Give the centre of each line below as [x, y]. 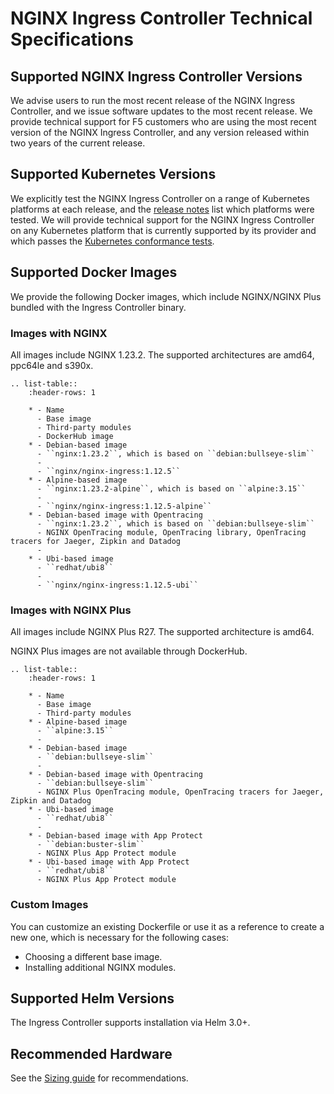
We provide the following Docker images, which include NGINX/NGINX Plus [166, 296]
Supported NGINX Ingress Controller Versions [156, 76]
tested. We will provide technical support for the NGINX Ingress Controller [162, 219]
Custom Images [49, 905]
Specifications [72, 39]
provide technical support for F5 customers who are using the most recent [163, 121]
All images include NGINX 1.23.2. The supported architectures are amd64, [162, 354]
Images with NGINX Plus [71, 610]
